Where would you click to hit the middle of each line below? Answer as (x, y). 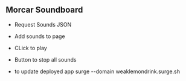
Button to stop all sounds (45, 59)
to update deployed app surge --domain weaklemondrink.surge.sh (97, 71)
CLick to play (31, 48)
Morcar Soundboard (44, 10)
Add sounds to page (40, 36)
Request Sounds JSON (43, 24)
